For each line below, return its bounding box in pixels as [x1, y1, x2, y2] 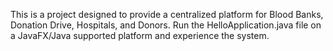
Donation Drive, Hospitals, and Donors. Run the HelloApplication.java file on [10, 19, 322, 31]
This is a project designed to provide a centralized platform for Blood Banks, [10, 9, 324, 20]
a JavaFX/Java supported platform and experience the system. [10, 30, 270, 41]
